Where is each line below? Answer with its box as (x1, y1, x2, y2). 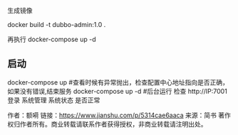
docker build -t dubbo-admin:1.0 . (7, 21, 106, 28)
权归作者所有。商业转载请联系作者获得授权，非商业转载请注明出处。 (7, 119, 207, 128)
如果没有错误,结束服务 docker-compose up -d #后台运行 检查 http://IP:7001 (7, 87, 228, 95)
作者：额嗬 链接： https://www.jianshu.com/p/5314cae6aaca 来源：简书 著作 (7, 111, 232, 119)
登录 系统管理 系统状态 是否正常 (7, 95, 100, 104)
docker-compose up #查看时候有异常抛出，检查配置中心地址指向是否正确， (7, 77, 229, 87)
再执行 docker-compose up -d (7, 35, 96, 43)
